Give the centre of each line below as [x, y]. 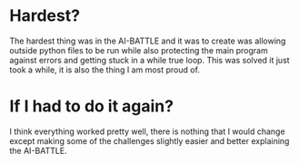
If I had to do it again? [92, 106]
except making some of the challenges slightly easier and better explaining [149, 140]
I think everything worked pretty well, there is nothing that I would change [147, 131]
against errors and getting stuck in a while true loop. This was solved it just [149, 60]
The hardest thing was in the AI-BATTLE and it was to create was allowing [148, 41]
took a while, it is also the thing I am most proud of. [105, 70]
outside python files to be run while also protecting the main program [139, 50]
